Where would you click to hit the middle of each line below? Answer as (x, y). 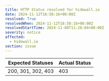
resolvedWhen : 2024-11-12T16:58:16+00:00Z (49, 23)
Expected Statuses (31, 63)
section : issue (21, 46)
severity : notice (23, 32)
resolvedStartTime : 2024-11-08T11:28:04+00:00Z (55, 28)
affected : (15, 37)
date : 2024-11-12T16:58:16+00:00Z (41, 14)
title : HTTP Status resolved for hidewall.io (52, 10)
